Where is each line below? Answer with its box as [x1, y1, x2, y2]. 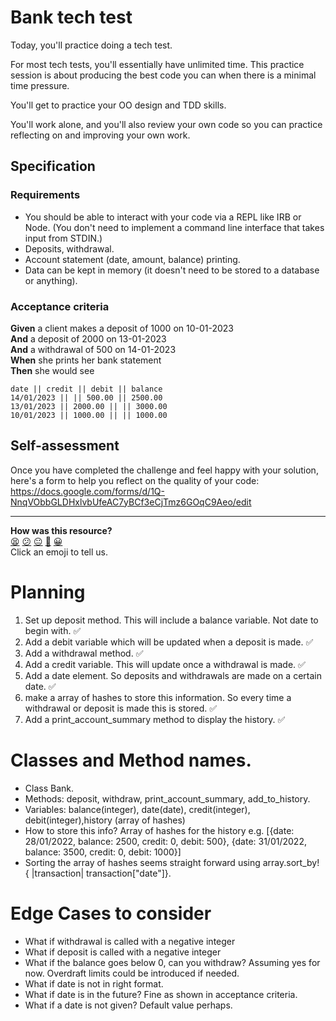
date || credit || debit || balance [10, 384, 163, 394]
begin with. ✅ [24, 624, 82, 636]
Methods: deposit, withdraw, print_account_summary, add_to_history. [24, 792, 311, 805]
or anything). [24, 274, 78, 286]
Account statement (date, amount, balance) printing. [24, 253, 241, 265]
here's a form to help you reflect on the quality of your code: [10, 474, 260, 486]
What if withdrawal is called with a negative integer [24, 935, 236, 947]
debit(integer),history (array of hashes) [24, 814, 186, 826]
